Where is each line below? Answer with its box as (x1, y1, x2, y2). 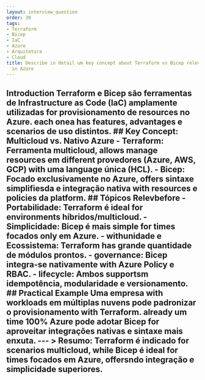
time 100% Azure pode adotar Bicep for (6, 316, 160, 326)
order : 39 (6, 15, 32, 21)
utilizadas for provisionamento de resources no (6, 107, 190, 118)
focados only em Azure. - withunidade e (6, 231, 162, 241)
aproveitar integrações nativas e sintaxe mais (6, 326, 183, 336)
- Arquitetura (6, 49, 43, 55)
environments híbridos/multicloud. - (6, 211, 148, 222)
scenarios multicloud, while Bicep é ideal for (6, 345, 178, 355)
